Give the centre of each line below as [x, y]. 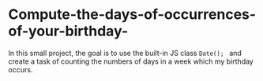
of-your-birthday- [68, 31]
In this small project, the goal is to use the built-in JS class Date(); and [125, 53]
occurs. [21, 69]
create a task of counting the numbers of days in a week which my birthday [131, 61]
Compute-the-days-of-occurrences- [132, 15]
